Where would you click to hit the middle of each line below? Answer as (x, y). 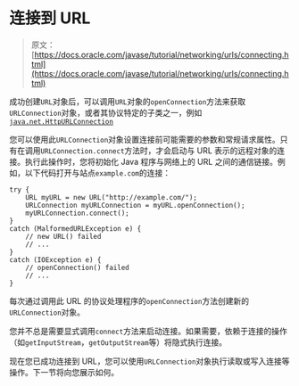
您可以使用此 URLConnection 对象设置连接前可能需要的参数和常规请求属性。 (145, 139)
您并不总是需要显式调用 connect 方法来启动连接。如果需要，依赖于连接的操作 (149, 331)
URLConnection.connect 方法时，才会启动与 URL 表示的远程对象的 (159, 150)
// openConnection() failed (77, 267)
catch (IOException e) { (55, 259)
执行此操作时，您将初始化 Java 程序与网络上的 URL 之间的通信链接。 (151, 161)
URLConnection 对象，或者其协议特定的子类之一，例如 (106, 112)
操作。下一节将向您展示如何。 (64, 372)
